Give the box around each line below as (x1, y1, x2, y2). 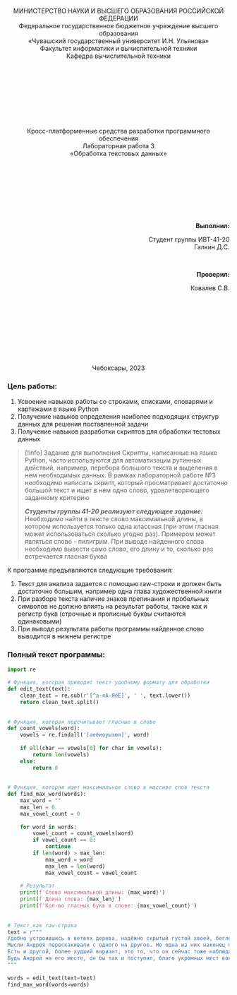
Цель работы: (7, 381, 58, 391)
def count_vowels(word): (7, 725, 80, 732)
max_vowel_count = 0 (20, 810, 80, 817)
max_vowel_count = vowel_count (44, 869, 138, 876)
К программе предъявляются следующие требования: (7, 566, 174, 575)
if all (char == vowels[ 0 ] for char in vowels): (20, 745, 162, 752)
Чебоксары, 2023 (92, 364, 145, 372)
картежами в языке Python (17, 405, 99, 413)
